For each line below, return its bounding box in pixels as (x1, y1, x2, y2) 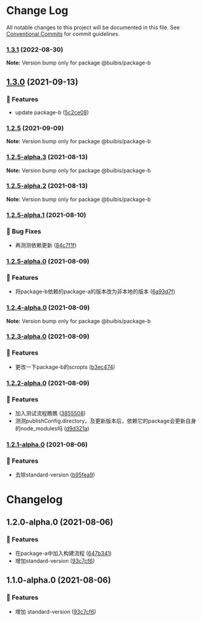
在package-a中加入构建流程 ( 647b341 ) (15, 550, 112, 557)
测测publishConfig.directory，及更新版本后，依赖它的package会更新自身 (15, 417, 197, 424)
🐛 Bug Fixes (6, 227, 41, 236)
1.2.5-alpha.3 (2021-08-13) (6, 153, 88, 161)
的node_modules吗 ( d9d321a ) (15, 424, 90, 432)
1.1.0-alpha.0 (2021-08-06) (6, 575, 111, 586)
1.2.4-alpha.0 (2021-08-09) (6, 304, 90, 312)
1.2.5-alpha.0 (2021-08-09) (6, 257, 90, 265)
